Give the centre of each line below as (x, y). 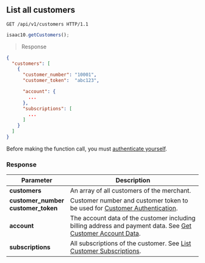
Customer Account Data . (105, 234)
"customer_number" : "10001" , (59, 75)
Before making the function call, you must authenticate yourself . (87, 149)
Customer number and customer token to (129, 201)
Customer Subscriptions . (106, 251)
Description (133, 180)
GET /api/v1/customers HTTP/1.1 (47, 24)
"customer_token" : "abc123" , (61, 81)
